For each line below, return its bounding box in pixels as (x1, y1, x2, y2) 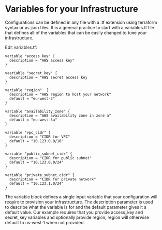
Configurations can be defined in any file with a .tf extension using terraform (5, 19, 157, 25)
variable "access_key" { (5, 53, 55, 59)
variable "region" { (5, 87, 49, 93)
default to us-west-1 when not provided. (5, 219, 85, 225)
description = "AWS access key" (9, 58, 75, 63)
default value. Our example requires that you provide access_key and (5, 209, 143, 215)
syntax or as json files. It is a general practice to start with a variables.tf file (5, 24, 155, 30)
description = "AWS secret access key (9, 75, 88, 80)
